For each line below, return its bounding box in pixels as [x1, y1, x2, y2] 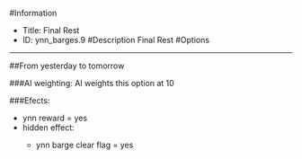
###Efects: [9, 95, 50, 106]
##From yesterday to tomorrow [9, 60, 125, 71]
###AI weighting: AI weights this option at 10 [9, 78, 175, 88]
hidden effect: [22, 122, 75, 133]
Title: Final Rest [22, 25, 80, 35]
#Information [9, 8, 58, 18]
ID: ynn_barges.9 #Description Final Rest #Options [22, 35, 209, 45]
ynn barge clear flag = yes [35, 139, 134, 150]
